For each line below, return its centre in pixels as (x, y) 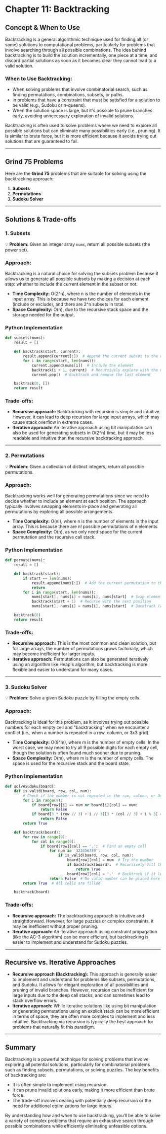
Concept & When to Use (42, 28)
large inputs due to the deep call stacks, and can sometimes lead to (81, 995)
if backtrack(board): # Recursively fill (111, 865)
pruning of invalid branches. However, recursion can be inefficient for (83, 990)
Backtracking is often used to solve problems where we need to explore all (81, 126)
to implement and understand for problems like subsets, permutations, (84, 980)
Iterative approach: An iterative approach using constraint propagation (84, 931)
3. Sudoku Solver (26, 687)
